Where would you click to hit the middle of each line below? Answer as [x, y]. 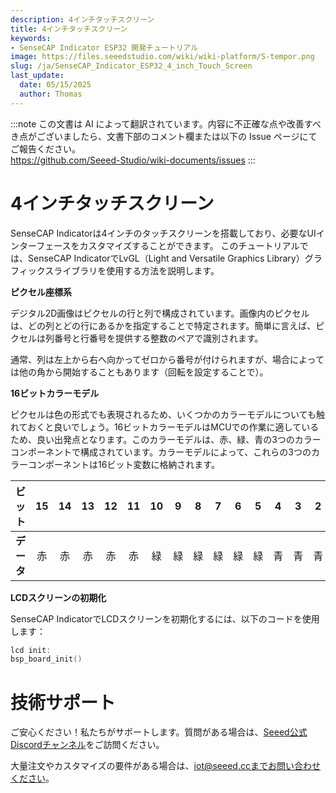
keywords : [31, 38]
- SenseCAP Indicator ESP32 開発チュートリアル [104, 47]
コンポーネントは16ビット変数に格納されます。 [123, 464]
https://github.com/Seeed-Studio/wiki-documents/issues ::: [133, 160]
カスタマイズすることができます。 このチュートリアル [189, 245]
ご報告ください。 [45, 148]
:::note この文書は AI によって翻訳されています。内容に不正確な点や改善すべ [166, 123]
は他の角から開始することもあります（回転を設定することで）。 [139, 372]
